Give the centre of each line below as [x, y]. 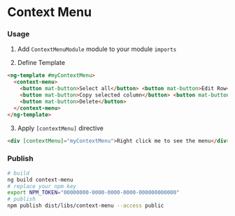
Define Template [41, 63]
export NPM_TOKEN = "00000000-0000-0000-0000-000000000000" [93, 193]
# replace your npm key [42, 186]
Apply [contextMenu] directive [60, 128]
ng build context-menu [40, 180]
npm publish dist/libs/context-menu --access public [86, 206]
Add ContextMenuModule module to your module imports [97, 49]
